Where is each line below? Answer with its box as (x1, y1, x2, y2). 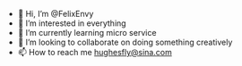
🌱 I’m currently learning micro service (17, 28, 157, 37)
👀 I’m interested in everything (17, 18, 127, 29)
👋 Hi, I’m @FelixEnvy (17, 9, 94, 19)
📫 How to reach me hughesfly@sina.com (17, 47, 172, 57)
